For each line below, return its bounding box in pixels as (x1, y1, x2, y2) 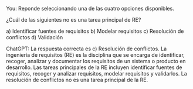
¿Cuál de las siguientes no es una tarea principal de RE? (6, 16, 141, 23)
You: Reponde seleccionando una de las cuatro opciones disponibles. (6, 5, 174, 12)
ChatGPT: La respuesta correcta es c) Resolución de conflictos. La (6, 45, 167, 52)
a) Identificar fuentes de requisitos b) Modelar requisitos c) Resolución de (6, 28, 184, 35)
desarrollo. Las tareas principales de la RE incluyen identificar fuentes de (6, 64, 182, 71)
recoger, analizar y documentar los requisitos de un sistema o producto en (6, 58, 186, 64)
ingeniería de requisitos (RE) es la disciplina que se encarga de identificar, (6, 52, 185, 58)
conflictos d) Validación (6, 34, 63, 40)
